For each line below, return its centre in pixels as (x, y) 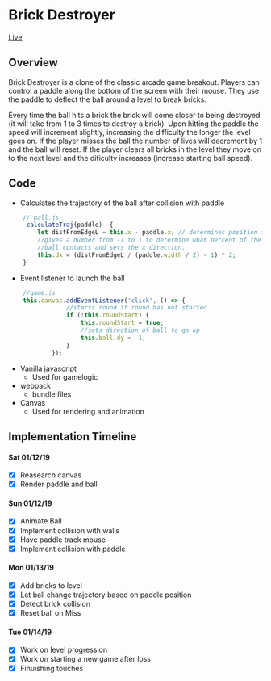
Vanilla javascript (48, 368)
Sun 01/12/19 (30, 503)
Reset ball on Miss (50, 613)
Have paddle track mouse (63, 540)
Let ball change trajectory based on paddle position (106, 595)
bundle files (52, 394)
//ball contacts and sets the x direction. (111, 248)
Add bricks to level (51, 585)
